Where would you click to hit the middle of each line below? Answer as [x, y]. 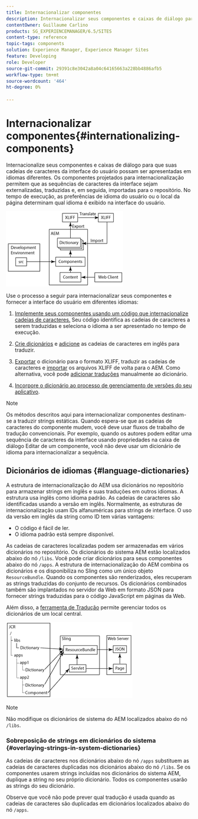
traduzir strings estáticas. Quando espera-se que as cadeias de [95, 421]
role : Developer [26, 62]
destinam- [174, 414]
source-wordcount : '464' [37, 81]
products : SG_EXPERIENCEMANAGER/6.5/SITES [59, 31]
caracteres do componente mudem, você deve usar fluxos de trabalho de [95, 427]
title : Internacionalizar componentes [54, 12]
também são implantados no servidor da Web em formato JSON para [90, 589]
